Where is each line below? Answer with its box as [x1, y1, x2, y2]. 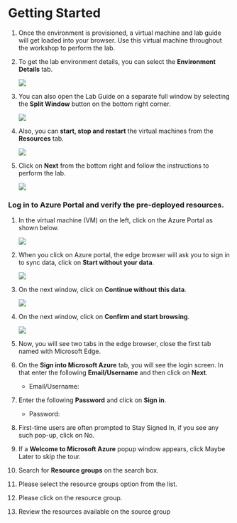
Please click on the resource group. [18, 494, 123, 502]
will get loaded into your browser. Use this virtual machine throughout [18, 36, 222, 44]
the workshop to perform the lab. [18, 43, 116, 52]
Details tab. [18, 65, 53, 73]
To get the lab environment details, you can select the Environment [18, 57, 216, 65]
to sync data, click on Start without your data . [18, 258, 155, 267]
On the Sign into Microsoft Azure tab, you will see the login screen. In [18, 361, 224, 370]
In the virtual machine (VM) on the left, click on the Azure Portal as [18, 216, 214, 225]
